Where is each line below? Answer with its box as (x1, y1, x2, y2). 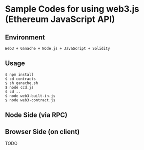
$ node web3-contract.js (5, 97, 56, 103)
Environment (5, 33, 45, 41)
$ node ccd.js (5, 85, 34, 90)
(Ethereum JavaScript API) (5, 14, 115, 25)
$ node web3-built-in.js (5, 94, 56, 98)
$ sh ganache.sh (5, 80, 38, 86)
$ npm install (5, 72, 34, 77)
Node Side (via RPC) (5, 111, 67, 119)
